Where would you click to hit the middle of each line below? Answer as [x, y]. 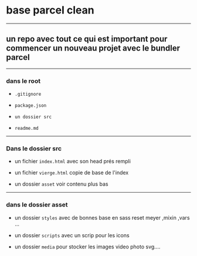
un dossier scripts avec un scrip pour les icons [72, 235]
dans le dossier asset [37, 205]
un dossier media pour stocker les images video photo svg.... [87, 247]
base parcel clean [50, 10]
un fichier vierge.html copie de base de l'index [72, 173]
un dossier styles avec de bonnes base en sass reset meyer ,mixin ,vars [102, 217]
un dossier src [33, 117]
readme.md [27, 129]
